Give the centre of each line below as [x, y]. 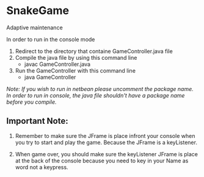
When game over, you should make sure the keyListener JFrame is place [107, 154]
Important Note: [37, 121]
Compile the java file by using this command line [76, 57]
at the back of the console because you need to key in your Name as [102, 161]
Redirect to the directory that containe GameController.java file [94, 51]
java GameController [50, 77]
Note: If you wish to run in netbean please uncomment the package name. [100, 88]
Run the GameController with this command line [75, 70]
